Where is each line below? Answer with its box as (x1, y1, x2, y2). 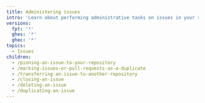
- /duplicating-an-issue (12, 88, 75, 94)
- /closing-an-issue (12, 76, 64, 82)
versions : (6, 20, 32, 26)
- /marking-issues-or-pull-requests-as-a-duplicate (12, 65, 146, 71)
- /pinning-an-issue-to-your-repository (12, 59, 116, 65)
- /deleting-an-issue (12, 82, 67, 88)
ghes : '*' (12, 32, 37, 38)
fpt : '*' (12, 25, 34, 32)
